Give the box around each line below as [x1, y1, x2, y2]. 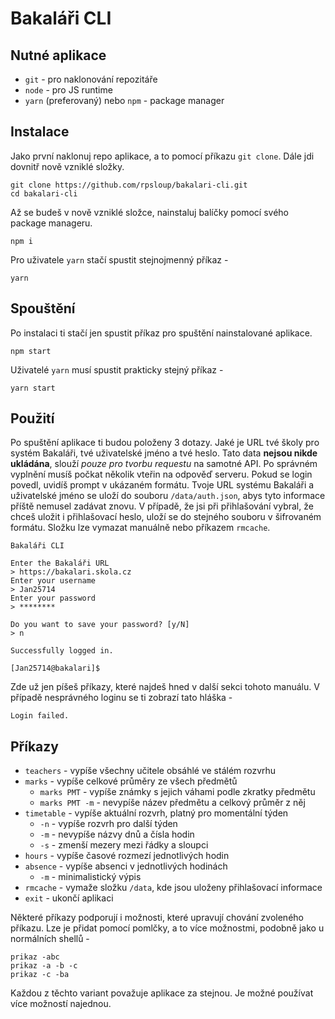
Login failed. [10, 711, 70, 721]
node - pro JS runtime [24, 84, 113, 96]
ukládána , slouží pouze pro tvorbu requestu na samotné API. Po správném [10, 458, 318, 470]
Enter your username [10, 576, 97, 586]
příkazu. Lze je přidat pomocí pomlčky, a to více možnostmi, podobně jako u [10, 922, 325, 934]
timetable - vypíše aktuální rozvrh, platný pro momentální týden [24, 807, 289, 819]
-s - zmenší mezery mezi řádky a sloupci [39, 839, 209, 851]
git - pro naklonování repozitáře [24, 73, 158, 85]
